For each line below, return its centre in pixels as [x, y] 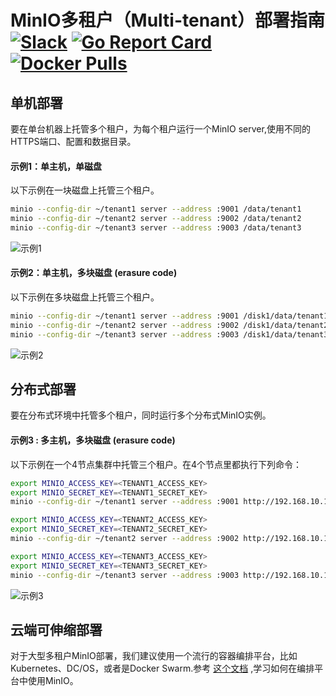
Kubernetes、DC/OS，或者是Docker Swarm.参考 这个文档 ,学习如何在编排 [162, 668]
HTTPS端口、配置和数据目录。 [73, 141]
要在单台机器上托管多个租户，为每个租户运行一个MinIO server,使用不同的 [160, 129]
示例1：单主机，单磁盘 [56, 166]
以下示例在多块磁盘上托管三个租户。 [85, 297]
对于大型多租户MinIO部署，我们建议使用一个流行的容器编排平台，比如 [154, 656]
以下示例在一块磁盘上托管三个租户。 [85, 190]
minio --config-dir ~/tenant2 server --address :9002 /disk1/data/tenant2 [169, 325]
